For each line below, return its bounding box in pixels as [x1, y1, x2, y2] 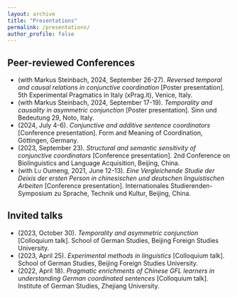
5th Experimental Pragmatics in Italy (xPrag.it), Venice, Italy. [17, 90, 193, 100]
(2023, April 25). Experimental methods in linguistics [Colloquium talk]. [17, 251, 225, 260]
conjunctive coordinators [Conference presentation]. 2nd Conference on [17, 151, 231, 160]
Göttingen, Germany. [17, 136, 79, 145]
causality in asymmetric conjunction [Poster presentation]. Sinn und [17, 106, 218, 115]
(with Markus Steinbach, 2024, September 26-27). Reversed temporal [17, 75, 222, 84]
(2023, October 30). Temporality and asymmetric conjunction [17, 229, 199, 237]
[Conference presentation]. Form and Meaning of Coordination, [17, 129, 204, 137]
